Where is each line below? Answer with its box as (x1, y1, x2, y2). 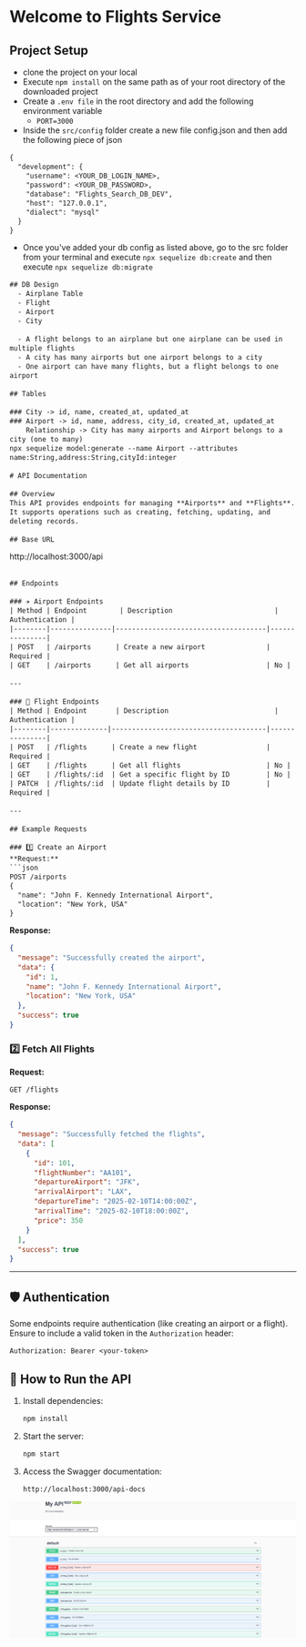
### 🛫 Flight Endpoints (9, 697, 100, 707)
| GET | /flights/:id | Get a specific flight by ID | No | (9, 770, 291, 779)
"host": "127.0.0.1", (25, 198, 107, 208)
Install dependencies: (22, 1395, 104, 1406)
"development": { (17, 162, 84, 171)
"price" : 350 (33, 1215, 84, 1225)
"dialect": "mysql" (25, 208, 100, 217)
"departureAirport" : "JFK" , (33, 1177, 141, 1187)
